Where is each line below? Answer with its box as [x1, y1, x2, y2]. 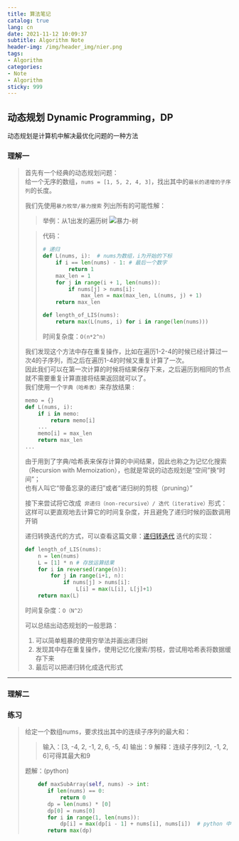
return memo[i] [51, 417, 96, 424]
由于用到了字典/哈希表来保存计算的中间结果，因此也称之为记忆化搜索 [24, 457, 227, 465]
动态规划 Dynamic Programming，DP [7, 111, 174, 123]
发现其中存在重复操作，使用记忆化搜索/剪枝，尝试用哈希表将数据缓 [35, 645, 231, 653]
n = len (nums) [38, 552, 80, 559]
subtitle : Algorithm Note [7, 37, 84, 44]
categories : [7, 63, 43, 70]
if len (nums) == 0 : [47, 788, 105, 795]
